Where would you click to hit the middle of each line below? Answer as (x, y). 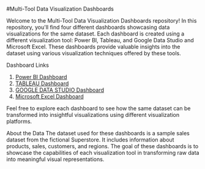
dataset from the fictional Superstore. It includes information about (90, 140)
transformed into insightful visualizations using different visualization (93, 115)
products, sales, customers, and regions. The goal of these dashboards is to (102, 146)
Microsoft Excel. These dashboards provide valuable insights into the (93, 47)
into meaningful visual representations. (55, 159)
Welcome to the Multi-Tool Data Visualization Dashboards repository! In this (102, 21)
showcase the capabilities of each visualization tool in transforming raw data (103, 153)
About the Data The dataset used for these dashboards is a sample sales (98, 133)
